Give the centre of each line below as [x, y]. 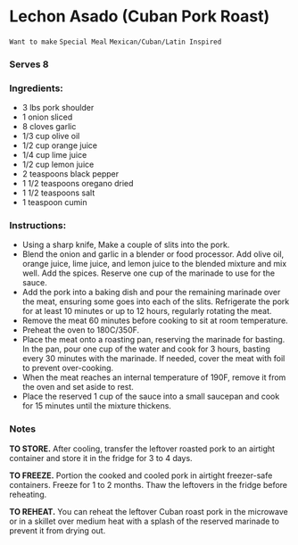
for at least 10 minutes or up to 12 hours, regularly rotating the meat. [147, 311]
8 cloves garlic [49, 127]
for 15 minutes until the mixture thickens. [97, 406]
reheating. [28, 494]
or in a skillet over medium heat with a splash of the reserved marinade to [144, 521]
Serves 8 [29, 64]
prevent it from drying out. [58, 530]
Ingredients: [37, 88]
